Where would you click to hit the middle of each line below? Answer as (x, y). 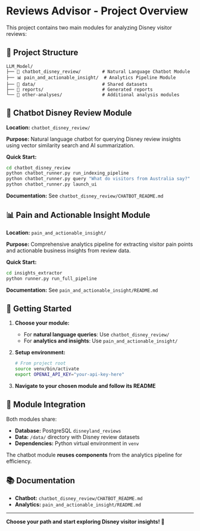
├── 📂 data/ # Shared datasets (77, 84)
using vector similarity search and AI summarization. (71, 145)
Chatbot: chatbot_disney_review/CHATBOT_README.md (79, 498)
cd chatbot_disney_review (38, 168)
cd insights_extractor (34, 273)
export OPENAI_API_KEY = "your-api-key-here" (70, 375)
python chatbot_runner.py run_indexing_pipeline (68, 173)
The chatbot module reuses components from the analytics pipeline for (94, 455)
